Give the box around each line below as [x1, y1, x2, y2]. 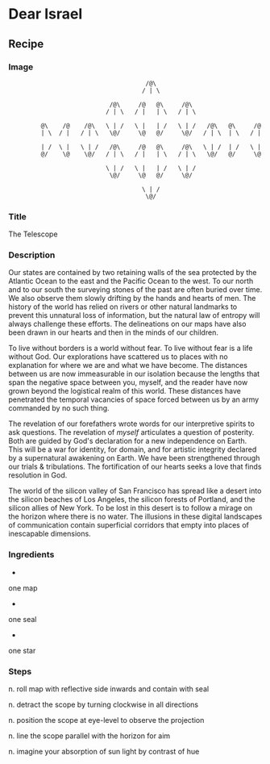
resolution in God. [8, 470, 68, 480]
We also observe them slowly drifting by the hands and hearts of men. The [8, 294, 256, 303]
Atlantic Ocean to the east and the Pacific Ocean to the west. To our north [8, 276, 254, 286]
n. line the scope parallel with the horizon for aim [8, 731, 171, 741]
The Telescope [8, 229, 58, 239]
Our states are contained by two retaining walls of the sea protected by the [8, 268, 257, 278]
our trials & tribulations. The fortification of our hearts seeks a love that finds [8, 461, 262, 472]
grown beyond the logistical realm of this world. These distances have [8, 386, 242, 396]
